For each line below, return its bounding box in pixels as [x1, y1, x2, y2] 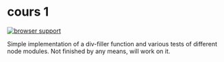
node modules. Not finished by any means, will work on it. [7, 47, 171, 55]
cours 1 [7, 4, 49, 20]
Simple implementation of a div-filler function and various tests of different [7, 40, 218, 48]
